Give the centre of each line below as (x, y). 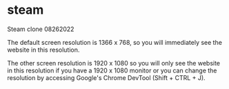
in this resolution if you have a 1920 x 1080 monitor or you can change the (112, 70)
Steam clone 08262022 (41, 29)
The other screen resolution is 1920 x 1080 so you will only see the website (114, 63)
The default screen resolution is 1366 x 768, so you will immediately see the (115, 42)
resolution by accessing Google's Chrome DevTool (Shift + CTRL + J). (106, 77)
